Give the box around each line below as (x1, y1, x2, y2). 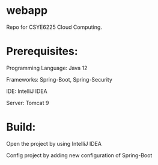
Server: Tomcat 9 (6, 99, 49, 106)
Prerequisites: (6, 44, 78, 58)
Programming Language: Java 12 (6, 64, 88, 71)
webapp (6, 4, 48, 17)
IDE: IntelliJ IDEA (6, 88, 47, 95)
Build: (6, 121, 36, 134)
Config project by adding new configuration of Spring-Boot (6, 151, 153, 159)
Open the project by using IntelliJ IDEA (6, 140, 102, 147)
